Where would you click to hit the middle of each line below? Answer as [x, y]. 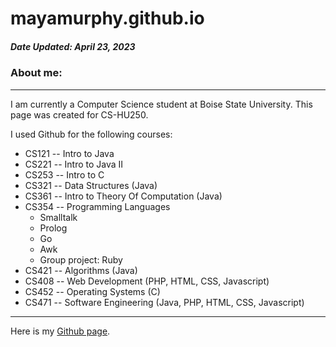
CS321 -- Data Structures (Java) [91, 185]
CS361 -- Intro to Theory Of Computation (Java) [123, 196]
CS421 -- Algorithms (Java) [81, 270]
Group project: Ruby [81, 259]
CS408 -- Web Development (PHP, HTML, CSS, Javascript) [147, 281]
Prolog [53, 228]
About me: [36, 73]
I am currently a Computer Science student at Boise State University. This [161, 104]
